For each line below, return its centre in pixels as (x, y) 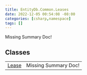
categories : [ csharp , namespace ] (38, 19)
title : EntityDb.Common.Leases (37, 9)
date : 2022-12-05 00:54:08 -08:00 (40, 14)
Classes (18, 52)
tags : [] (14, 23)
